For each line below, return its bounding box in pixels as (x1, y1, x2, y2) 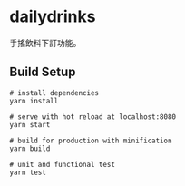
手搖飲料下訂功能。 (9, 37, 82, 48)
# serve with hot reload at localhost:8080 (9, 112, 177, 122)
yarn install (9, 96, 59, 105)
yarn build (9, 143, 51, 153)
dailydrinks (9, 6, 96, 27)
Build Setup (9, 64, 76, 80)
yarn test (9, 168, 47, 177)
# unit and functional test (9, 160, 116, 169)
